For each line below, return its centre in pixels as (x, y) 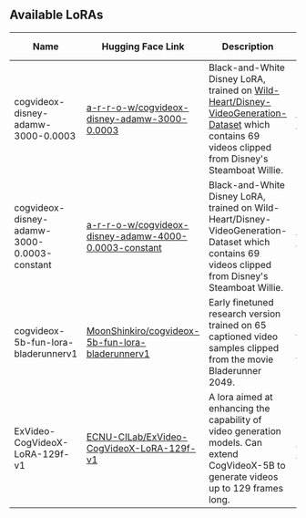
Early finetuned (241, 302)
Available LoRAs (56, 15)
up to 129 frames (246, 488)
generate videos (243, 476)
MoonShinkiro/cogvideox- (143, 330)
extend (223, 453)
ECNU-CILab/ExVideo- (137, 437)
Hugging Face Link (143, 47)
